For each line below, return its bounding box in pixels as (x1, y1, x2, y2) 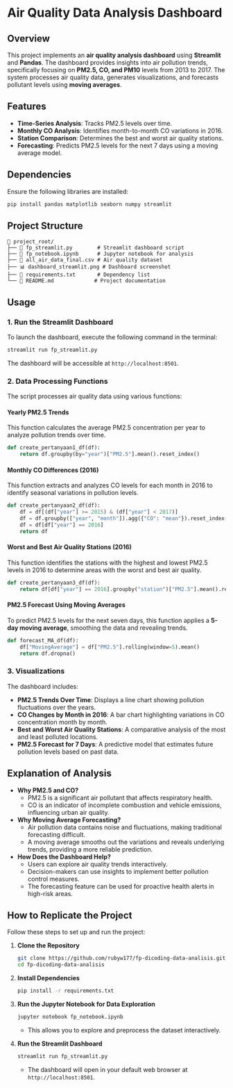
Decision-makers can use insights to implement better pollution (27, 867, 209, 875)
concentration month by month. (17, 717, 107, 726)
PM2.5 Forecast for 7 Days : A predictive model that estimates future (17, 740, 214, 748)
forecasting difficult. (27, 830, 85, 838)
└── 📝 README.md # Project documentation (7, 277, 166, 284)
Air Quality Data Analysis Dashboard (7, 5, 223, 21)
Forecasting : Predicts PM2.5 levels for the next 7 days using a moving (17, 141, 218, 149)
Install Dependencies (17, 974, 80, 982)
